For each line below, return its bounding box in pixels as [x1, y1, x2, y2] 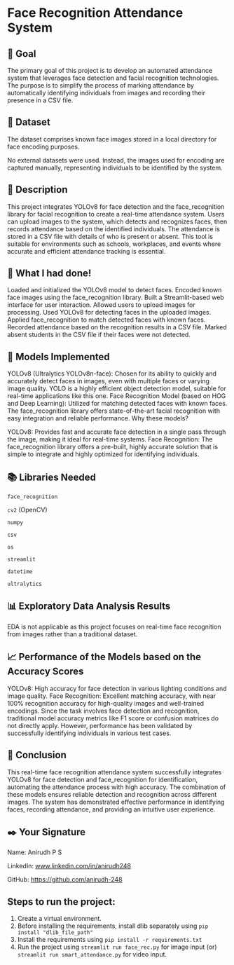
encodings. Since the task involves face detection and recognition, [7, 706, 200, 715]
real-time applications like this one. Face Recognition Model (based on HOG [7, 392, 226, 400]
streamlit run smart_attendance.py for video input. [17, 950, 167, 959]
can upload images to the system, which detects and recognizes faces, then [7, 217, 228, 226]
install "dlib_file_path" [17, 929, 93, 936]
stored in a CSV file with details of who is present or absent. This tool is [7, 232, 214, 240]
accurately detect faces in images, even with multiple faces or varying [7, 377, 210, 385]
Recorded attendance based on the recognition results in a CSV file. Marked [7, 323, 228, 331]
